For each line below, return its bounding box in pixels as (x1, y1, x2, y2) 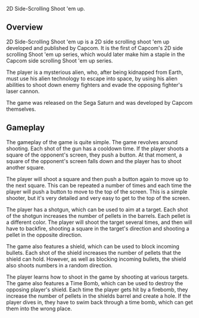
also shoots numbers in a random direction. (6, 261, 113, 269)
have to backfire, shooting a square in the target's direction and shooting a (6, 225, 189, 232)
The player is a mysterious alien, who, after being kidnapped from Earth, (6, 68, 184, 76)
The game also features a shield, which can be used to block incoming (6, 242, 180, 250)
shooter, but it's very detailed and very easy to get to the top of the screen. (6, 194, 191, 201)
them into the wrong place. (6, 305, 73, 312)
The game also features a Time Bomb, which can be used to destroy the (6, 279, 184, 286)
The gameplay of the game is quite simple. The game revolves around (6, 138, 178, 145)
